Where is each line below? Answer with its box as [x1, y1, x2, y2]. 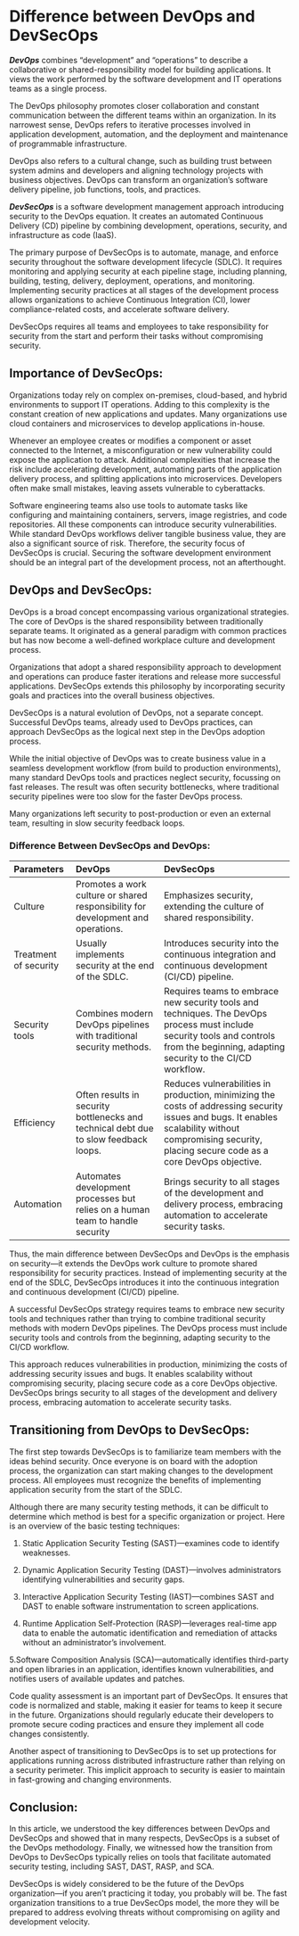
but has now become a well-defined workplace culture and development [9, 635, 276, 646]
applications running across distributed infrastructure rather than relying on [9, 1755, 286, 1766]
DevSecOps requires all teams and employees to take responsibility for [9, 321, 269, 332]
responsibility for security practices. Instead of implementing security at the [9, 1267, 287, 1278]
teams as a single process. [9, 83, 108, 94]
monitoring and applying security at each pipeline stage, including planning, [9, 266, 287, 276]
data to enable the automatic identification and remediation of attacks [21, 1627, 278, 1638]
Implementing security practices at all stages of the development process [9, 284, 279, 295]
